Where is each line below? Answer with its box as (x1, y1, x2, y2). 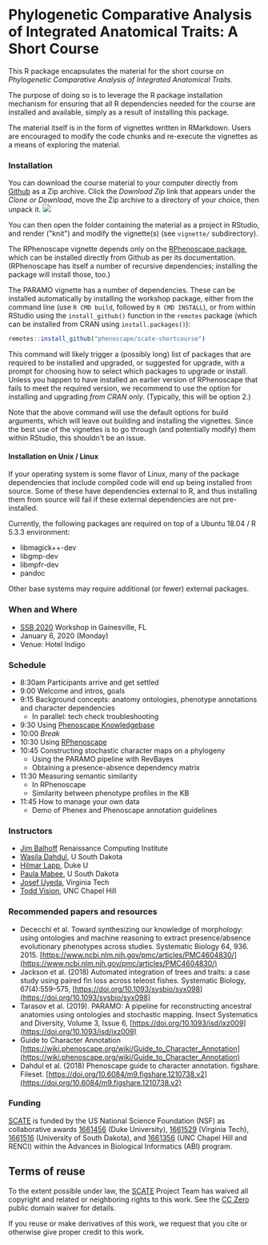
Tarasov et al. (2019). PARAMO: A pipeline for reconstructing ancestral (19, 1000, 252, 1011)
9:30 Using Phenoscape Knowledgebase (19, 720, 155, 730)
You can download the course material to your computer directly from (8, 178, 238, 188)
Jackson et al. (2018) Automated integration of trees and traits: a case (19, 967, 250, 976)
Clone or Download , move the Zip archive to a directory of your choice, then (8, 195, 260, 205)
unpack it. (8, 204, 42, 214)
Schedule (8, 659, 46, 670)
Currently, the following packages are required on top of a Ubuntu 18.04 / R (8, 519, 256, 528)
